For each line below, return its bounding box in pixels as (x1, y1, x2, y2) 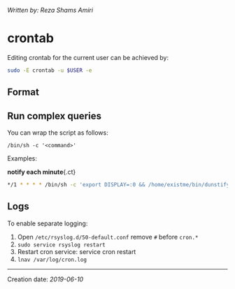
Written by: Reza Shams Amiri (7, 6, 93, 14)
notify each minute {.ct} (7, 168, 76, 177)
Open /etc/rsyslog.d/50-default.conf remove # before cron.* (17, 232, 199, 241)
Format (7, 87, 40, 98)
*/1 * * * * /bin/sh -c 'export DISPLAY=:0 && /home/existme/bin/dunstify (7, 181, 230, 188)
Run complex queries (7, 110, 101, 121)
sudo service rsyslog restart (17, 241, 106, 249)
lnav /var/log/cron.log (17, 256, 87, 263)
